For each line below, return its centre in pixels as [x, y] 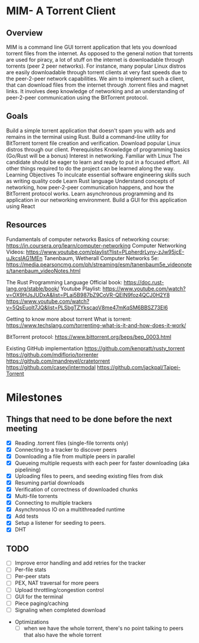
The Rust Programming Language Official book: [64, 282]
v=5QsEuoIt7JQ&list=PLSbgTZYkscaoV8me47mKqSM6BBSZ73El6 [87, 308]
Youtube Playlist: [81, 289]
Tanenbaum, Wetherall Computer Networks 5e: [101, 258]
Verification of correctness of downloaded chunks [76, 489]
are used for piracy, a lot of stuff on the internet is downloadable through [95, 60]
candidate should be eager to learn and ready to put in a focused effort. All [98, 162]
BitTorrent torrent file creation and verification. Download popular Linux [94, 143]
